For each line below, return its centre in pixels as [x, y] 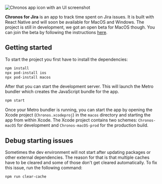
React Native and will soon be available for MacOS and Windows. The [75, 22]
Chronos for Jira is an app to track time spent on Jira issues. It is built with [80, 17]
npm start [15, 100]
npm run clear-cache [26, 177]
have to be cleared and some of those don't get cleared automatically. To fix [81, 163]
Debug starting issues [39, 141]
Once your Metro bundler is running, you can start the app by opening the [79, 110]
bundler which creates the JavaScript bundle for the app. [62, 92]
